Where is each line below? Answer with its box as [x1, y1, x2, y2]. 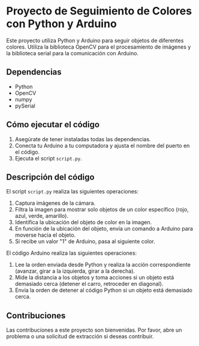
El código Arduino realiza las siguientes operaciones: [6, 249, 137, 256]
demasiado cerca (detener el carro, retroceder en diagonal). [14, 281, 164, 288]
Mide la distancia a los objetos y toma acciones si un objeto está [14, 274, 174, 281]
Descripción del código [6, 172, 95, 182]
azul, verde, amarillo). [14, 212, 69, 220]
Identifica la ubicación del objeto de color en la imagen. [14, 219, 152, 226]
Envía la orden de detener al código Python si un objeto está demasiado [14, 287, 193, 294]
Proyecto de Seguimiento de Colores [6, 4, 192, 18]
